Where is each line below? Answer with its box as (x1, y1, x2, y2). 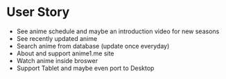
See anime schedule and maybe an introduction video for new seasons (16, 27, 220, 35)
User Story (6, 4, 70, 20)
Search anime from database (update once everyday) (16, 42, 170, 50)
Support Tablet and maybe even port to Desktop (16, 64, 155, 72)
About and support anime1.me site (16, 49, 115, 58)
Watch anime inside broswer (16, 56, 98, 64)
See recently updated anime (16, 34, 98, 42)
